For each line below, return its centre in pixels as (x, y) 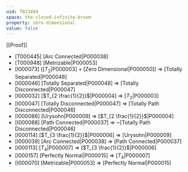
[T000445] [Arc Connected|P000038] (61, 56)
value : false (22, 28)
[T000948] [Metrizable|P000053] (56, 63)
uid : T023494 (22, 12)
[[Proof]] (17, 45)
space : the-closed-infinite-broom (49, 17)
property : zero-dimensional (41, 23)
